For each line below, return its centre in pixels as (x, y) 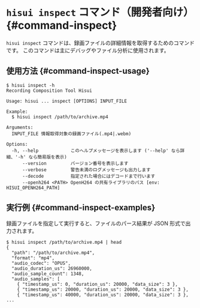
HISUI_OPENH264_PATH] (33, 188)
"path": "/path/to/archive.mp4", (53, 253)
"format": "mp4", (33, 258)
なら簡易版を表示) (48, 157)
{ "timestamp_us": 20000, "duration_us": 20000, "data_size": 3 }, (103, 289)
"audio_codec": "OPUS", (41, 263)
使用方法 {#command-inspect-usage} (78, 71)
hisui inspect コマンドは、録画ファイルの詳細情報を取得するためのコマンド (101, 43)
